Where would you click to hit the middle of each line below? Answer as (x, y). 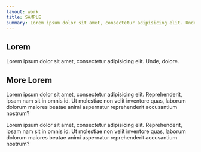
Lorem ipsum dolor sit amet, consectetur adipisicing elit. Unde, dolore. (93, 61)
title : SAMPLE (24, 17)
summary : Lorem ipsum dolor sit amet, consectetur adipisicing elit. (95, 23)
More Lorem (29, 80)
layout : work (22, 12)
